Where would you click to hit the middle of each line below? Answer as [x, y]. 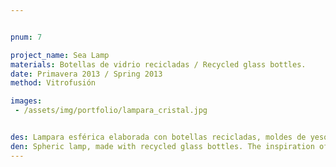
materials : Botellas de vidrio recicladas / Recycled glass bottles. [158, 64]
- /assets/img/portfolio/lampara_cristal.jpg [111, 111]
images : [26, 101]
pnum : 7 [26, 37]
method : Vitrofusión [53, 83]
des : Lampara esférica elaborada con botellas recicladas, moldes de [158, 137]
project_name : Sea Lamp [60, 55]
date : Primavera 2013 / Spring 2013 [86, 74]
